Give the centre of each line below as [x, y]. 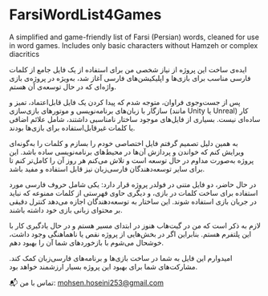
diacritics [24, 54]
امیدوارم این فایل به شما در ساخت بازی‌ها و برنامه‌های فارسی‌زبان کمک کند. [121, 257]
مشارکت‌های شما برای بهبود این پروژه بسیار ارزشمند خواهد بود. [104, 266]
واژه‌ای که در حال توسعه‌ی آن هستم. [63, 87]
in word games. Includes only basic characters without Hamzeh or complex [134, 45]
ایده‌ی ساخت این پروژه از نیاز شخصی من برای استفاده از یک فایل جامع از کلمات [128, 69]
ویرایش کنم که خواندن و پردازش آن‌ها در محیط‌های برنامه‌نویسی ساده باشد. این [127, 152]
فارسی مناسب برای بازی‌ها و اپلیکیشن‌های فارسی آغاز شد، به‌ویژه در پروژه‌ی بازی [130, 78]
